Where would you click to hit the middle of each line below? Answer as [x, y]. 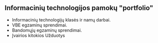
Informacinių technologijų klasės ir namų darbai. [61, 20]
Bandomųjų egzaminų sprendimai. [47, 30]
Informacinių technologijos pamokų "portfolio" [79, 8]
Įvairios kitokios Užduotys [38, 35]
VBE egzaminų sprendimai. [40, 25]
